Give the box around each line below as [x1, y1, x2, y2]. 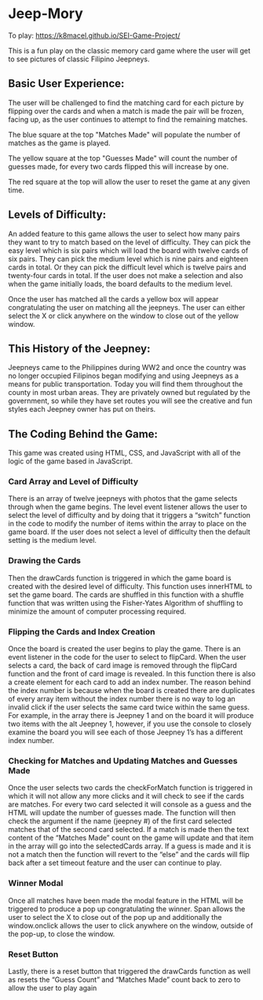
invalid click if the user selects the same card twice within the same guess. [8, 702, 250, 712]
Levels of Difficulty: [8, 208, 107, 222]
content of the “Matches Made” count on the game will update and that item [8, 833, 254, 843]
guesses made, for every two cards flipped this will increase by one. [8, 162, 229, 171]
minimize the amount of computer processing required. [8, 606, 187, 616]
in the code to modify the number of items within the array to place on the [8, 519, 247, 529]
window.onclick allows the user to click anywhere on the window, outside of [8, 921, 254, 930]
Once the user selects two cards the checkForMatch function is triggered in [8, 783, 254, 793]
